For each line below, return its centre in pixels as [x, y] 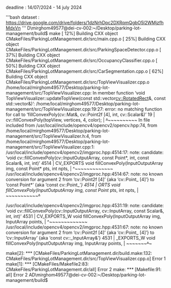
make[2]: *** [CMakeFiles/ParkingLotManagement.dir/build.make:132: [79, 253]
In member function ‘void [119, 93]
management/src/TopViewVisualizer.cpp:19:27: [55, 109]
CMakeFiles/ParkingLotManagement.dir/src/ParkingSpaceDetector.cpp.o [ [83, 50]
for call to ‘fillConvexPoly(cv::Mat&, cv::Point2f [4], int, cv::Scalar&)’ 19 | [80, 114]
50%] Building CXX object [33, 66]
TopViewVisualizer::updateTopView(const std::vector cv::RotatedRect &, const [86, 98]
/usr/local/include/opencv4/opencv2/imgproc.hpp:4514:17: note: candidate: [85, 152]
